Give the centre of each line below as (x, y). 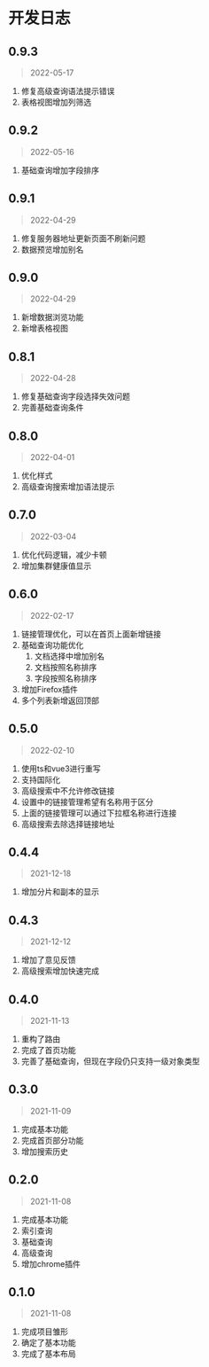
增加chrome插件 (50, 1263)
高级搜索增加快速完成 (60, 971)
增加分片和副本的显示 (60, 892)
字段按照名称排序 (66, 678)
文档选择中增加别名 (70, 656)
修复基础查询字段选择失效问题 (75, 396)
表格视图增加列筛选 (56, 102)
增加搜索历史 (44, 1151)
